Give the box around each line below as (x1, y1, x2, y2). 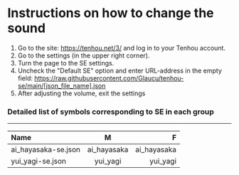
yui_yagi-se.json (11, 157, 66, 166)
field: (17, 73, 33, 83)
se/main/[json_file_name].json (17, 81, 106, 90)
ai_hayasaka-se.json (11, 144, 80, 154)
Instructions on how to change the (7, 5, 214, 21)
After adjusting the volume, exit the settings (17, 89, 146, 97)
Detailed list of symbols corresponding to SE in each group (7, 107, 215, 117)
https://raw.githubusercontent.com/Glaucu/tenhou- (34, 73, 184, 83)
